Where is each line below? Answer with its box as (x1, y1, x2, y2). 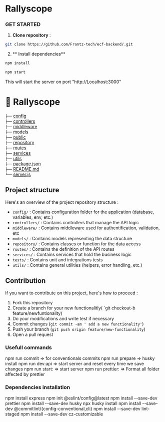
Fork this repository (12, 299, 53, 305)
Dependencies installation (5, 383, 70, 390)
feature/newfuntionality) (12, 310, 62, 316)
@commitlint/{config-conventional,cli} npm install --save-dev (14, 406, 141, 412)
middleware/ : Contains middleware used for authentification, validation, (12, 225, 160, 231)
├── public (5, 134, 26, 140)
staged (5, 411, 20, 417)
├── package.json (5, 161, 41, 167)
